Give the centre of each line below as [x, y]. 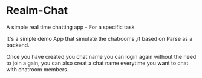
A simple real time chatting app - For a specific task [70, 27]
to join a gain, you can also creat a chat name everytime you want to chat [97, 63]
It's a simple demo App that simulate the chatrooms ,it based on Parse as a [99, 38]
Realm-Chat [37, 10]
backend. [18, 45]
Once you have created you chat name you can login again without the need [101, 56]
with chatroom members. [37, 69]
